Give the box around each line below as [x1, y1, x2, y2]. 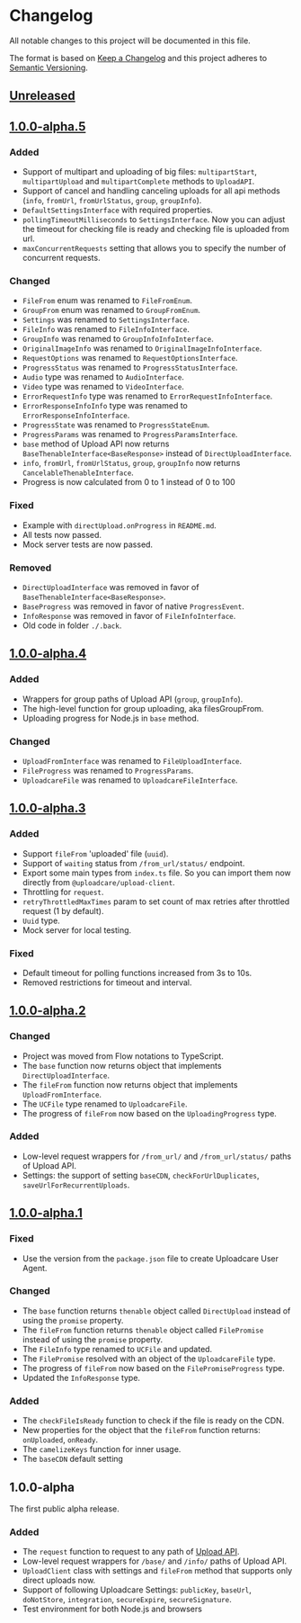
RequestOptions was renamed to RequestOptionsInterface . [22, 353, 238, 363]
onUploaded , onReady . [22, 1434, 99, 1445]
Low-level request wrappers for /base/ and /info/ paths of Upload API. [22, 1556, 288, 1566]
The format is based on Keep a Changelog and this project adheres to [9, 52, 268, 63]
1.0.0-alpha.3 [9, 801, 86, 816]
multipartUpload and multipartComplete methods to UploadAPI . [22, 176, 255, 187]
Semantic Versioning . [9, 62, 88, 73]
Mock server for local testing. [22, 924, 132, 936]
